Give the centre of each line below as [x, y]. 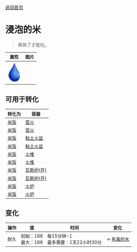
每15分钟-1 [60, 236]
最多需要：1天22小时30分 [75, 242]
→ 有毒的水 [117, 239]
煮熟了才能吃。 [33, 45]
